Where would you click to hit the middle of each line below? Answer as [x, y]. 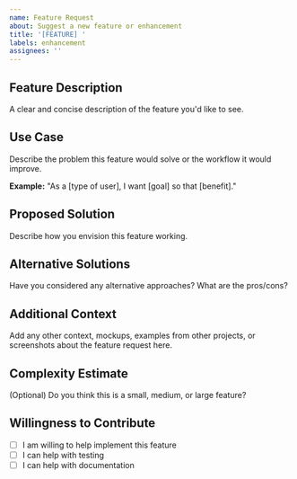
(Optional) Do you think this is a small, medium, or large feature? [128, 395]
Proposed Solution [62, 214]
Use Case [37, 137]
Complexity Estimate [69, 373]
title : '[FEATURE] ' [48, 34]
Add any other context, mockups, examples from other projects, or [132, 336]
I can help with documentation [78, 465]
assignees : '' [36, 51]
